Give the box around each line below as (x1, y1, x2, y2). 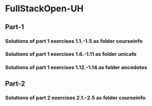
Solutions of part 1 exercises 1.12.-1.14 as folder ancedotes (5, 64, 148, 71)
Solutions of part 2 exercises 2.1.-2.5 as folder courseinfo (5, 94, 146, 101)
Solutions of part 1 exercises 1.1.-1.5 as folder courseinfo (5, 38, 143, 45)
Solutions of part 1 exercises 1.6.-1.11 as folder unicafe (5, 51, 137, 57)
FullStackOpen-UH (5, 3, 84, 14)
